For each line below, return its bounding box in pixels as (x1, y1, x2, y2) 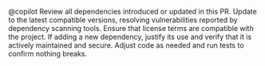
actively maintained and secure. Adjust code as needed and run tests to (8, 41, 245, 50)
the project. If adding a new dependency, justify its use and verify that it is (8, 32, 252, 41)
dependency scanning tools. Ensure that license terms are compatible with (8, 24, 254, 33)
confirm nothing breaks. (8, 49, 88, 58)
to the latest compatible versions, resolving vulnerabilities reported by (8, 15, 238, 25)
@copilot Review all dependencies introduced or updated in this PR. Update (8, 7, 257, 16)
